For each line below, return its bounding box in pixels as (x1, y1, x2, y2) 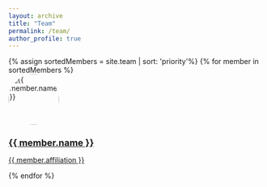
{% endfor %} (8, 171, 55, 181)
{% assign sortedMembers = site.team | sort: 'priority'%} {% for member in (8, 57, 259, 66)
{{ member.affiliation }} (8, 155, 85, 165)
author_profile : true (8, 34, 82, 43)
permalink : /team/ (8, 27, 70, 35)
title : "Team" (8, 19, 57, 28)
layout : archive (8, 11, 63, 20)
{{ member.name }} (8, 137, 95, 149)
